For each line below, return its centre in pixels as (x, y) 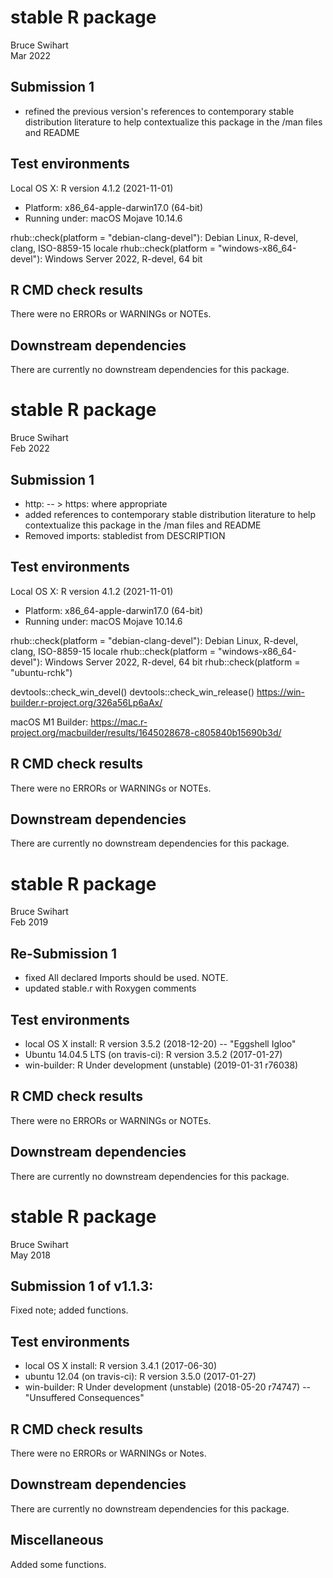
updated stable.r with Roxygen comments (110, 988)
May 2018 (30, 1255)
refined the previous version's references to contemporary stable (159, 111)
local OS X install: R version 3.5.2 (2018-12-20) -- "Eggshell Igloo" (160, 1043)
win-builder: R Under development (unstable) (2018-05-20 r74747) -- (168, 1387)
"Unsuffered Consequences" (84, 1398)
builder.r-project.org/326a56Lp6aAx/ (86, 702)
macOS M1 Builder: (49, 722)
